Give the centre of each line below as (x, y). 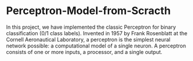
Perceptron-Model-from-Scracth (89, 11)
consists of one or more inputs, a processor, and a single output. (84, 52)
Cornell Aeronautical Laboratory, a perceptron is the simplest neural (88, 39)
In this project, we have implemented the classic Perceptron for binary (91, 27)
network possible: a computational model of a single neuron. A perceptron (96, 46)
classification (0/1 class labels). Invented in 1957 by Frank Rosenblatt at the (97, 33)
